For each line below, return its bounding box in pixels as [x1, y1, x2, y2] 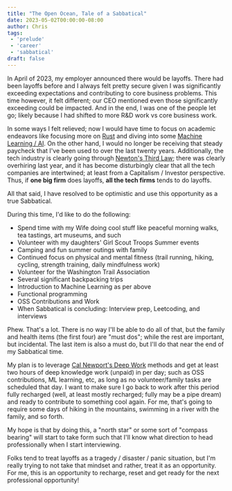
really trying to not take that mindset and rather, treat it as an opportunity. [7, 461, 217, 470]
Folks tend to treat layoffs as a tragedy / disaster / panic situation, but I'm [7, 454, 216, 462]
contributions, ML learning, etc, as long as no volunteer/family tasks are [7, 375, 212, 384]
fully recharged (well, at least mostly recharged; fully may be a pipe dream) [7, 390, 222, 398]
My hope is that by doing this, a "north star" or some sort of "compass [7, 425, 208, 434]
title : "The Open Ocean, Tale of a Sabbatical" [7, 10, 148, 17]
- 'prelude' [10, 36, 45, 43]
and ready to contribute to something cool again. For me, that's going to [7, 398, 213, 406]
